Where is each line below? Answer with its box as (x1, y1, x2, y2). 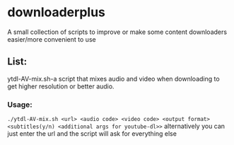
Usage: (7, 100, 33, 110)
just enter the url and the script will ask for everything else (7, 129, 177, 138)
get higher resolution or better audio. (7, 82, 115, 91)
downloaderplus (7, 4, 106, 21)
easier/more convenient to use (7, 35, 97, 43)
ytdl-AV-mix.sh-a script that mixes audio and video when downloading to (7, 74, 221, 83)
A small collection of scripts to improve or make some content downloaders (7, 28, 228, 36)
